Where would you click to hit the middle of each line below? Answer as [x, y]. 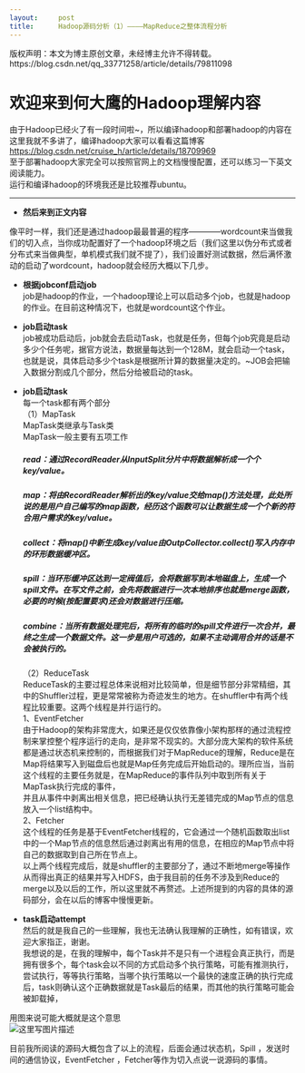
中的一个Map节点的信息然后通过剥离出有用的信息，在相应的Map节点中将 [158, 843]
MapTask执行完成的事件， [71, 786]
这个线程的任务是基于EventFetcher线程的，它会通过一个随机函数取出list [156, 832]
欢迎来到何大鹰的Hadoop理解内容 [135, 103]
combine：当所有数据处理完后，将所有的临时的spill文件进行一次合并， [155, 626]
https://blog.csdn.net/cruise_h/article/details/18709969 [113, 151]
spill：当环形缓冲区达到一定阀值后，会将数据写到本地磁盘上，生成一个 [154, 579]
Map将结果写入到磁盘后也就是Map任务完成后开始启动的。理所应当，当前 [158, 764]
